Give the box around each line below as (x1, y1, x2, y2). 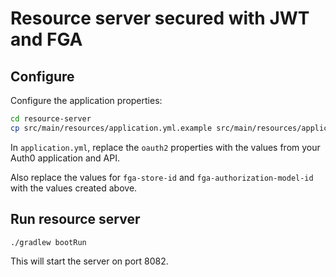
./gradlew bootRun (10, 237, 87, 247)
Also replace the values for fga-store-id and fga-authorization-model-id (10, 171, 314, 183)
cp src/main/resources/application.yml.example (10, 123, 213, 133)
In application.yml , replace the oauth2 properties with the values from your (10, 141, 321, 153)
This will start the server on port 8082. (10, 255, 169, 267)
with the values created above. (10, 182, 138, 194)
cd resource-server (10, 114, 92, 124)
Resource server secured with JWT (10, 7, 310, 30)
